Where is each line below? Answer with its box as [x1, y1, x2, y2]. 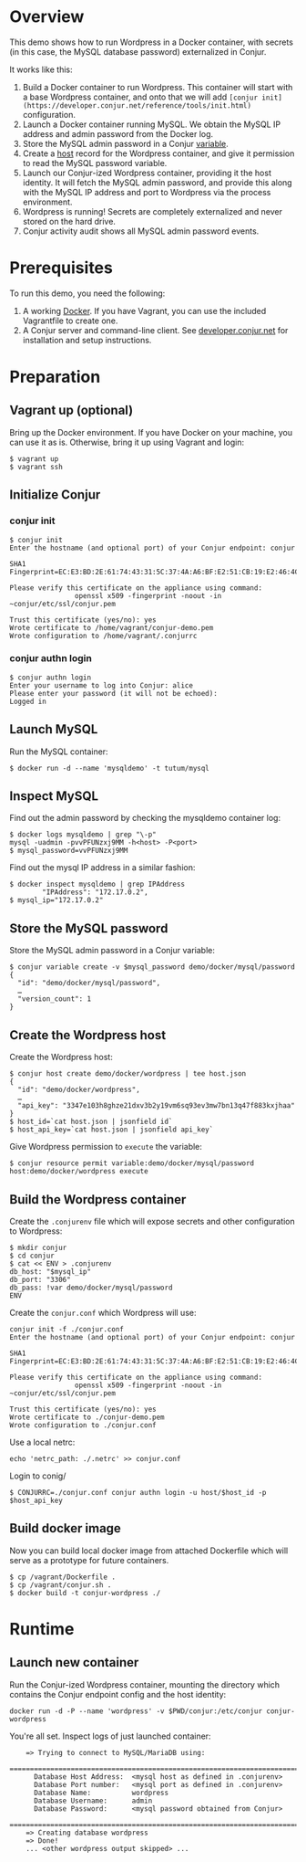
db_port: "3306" [9, 1275, 71, 1284]
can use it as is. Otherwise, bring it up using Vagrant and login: [9, 437, 245, 447]
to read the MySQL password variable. [22, 157, 168, 168]
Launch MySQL [9, 721, 98, 737]
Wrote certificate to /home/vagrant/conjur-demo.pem [9, 623, 214, 632]
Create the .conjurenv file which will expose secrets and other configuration [9, 1215, 296, 1226]
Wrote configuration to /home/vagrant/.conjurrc [9, 631, 198, 640]
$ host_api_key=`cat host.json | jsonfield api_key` [9, 1125, 214, 1134]
